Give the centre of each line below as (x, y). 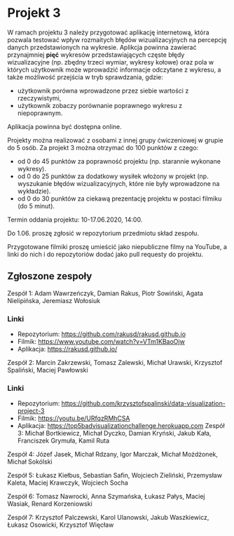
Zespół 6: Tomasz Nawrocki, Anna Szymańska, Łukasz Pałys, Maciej (106, 497)
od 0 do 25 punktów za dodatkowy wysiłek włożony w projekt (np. (113, 176)
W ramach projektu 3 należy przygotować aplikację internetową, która (108, 32)
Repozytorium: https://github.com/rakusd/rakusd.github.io (102, 334)
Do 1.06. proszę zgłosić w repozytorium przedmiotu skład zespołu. (103, 233)
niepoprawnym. (40, 113)
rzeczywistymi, (39, 98)
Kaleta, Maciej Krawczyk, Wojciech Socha (68, 483)
